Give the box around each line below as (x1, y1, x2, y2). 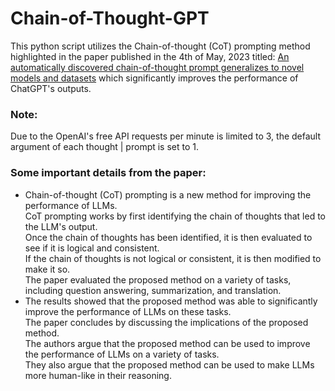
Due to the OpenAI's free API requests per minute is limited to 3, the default (10, 130, 322, 142)
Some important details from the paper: (10, 166, 207, 180)
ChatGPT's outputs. (10, 82, 92, 94)
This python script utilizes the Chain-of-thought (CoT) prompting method (10, 40, 311, 52)
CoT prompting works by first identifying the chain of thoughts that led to (24, 210, 326, 222)
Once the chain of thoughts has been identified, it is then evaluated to (24, 231, 313, 243)
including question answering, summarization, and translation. (24, 284, 282, 296)
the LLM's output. (24, 220, 98, 232)
